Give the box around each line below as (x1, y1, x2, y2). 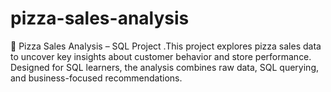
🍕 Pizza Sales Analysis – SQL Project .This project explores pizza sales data (10, 40, 322, 52)
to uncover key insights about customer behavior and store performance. (10, 50, 312, 62)
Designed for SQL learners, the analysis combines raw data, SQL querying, (10, 61, 319, 73)
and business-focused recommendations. (10, 72, 183, 84)
